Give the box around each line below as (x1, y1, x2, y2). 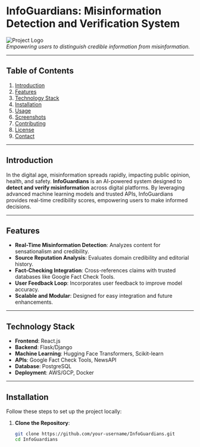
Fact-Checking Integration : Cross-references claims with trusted (14, 267, 176, 274)
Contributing (14, 119, 46, 127)
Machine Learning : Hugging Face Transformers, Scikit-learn (14, 350, 164, 357)
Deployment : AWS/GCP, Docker (14, 369, 94, 377)
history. (14, 261, 34, 268)
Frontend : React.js (14, 337, 61, 344)
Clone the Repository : (14, 420, 70, 426)
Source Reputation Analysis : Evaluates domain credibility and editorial (14, 254, 189, 261)
